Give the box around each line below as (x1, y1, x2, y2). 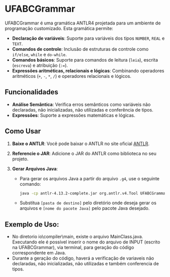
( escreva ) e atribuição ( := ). (12, 62, 68, 68)
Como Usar (5, 127, 41, 135)
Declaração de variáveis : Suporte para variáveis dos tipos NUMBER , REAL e (12, 35, 165, 41)
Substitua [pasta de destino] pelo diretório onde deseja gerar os (19, 200, 157, 206)
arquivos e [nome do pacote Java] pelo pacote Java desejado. (19, 205, 150, 211)
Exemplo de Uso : (5, 220, 59, 229)
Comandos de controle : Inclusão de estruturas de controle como (12, 46, 149, 52)
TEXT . (12, 40, 23, 46)
